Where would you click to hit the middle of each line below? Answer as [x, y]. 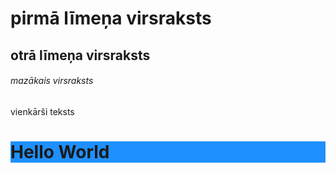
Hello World [60, 151]
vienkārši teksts [42, 111]
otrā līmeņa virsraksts [80, 55]
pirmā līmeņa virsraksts [111, 18]
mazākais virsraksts [52, 81]
